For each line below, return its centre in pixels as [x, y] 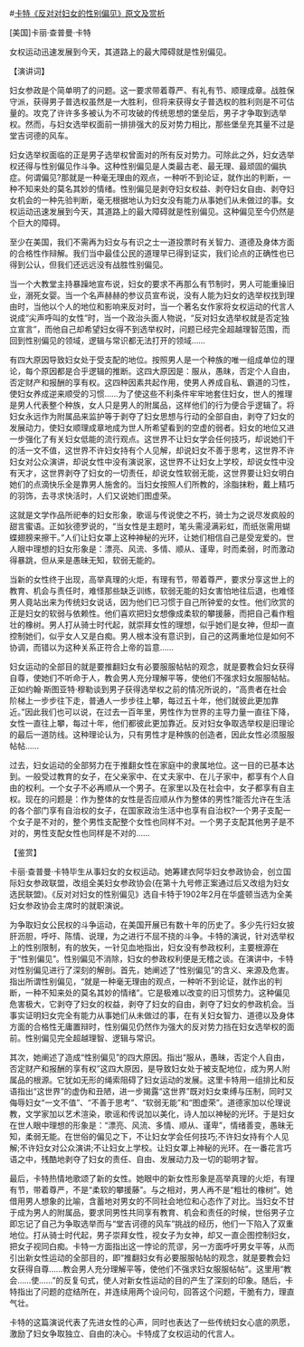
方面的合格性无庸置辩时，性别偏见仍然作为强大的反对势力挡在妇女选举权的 [148, 1027]
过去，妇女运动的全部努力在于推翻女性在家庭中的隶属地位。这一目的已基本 [148, 765]
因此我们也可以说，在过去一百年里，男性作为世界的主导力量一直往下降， [160, 712]
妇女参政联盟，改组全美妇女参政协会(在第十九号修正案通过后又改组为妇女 [153, 883]
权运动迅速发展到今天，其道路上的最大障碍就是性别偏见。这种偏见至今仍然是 [152, 212]
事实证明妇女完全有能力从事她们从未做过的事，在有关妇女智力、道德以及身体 [152, 1015]
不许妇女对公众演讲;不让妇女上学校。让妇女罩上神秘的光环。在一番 [144, 1148]
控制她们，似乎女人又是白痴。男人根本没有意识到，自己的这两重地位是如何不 [152, 636]
